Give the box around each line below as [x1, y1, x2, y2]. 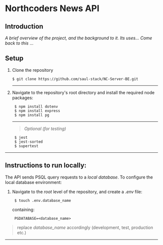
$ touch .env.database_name [14, 198, 71, 203]
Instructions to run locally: [5, 161, 87, 170]
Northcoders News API [5, 3, 99, 14]
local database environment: [5, 179, 62, 185]
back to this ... [5, 40, 34, 46]
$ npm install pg [14, 113, 49, 117]
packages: [12, 95, 33, 100]
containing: [12, 207, 35, 212]
